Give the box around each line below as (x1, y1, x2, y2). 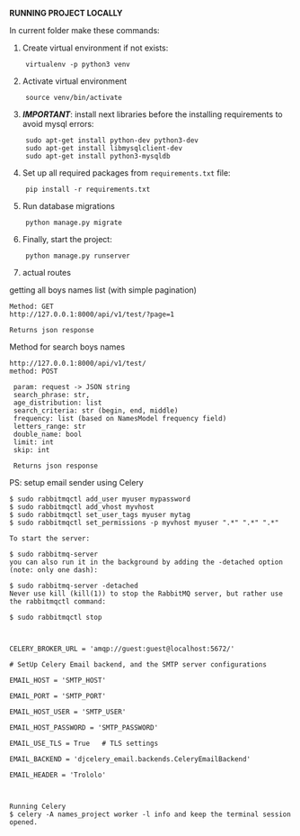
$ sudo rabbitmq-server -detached (9, 581, 139, 590)
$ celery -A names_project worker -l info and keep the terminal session (9, 810, 292, 819)
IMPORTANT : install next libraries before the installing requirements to (22, 109, 283, 120)
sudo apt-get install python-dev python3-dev (25, 136, 199, 145)
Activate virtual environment (22, 76, 128, 86)
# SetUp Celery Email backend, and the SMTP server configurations (9, 660, 268, 669)
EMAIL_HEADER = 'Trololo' (9, 770, 106, 779)
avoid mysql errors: (22, 119, 94, 129)
